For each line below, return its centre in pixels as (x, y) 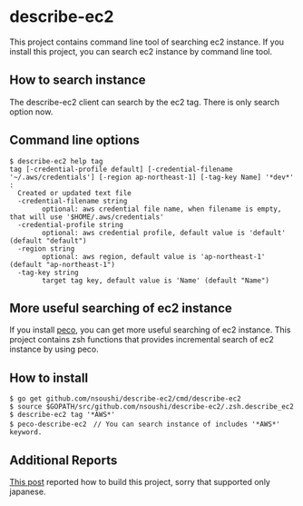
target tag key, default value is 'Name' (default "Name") (156, 280)
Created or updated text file (74, 193)
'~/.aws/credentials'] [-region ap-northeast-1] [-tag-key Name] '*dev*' (152, 177)
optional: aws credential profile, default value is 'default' (164, 233)
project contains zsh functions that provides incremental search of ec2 (142, 340)
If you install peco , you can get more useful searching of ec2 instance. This (150, 330)
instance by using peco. (54, 349)
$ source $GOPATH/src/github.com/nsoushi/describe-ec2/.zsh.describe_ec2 (152, 407)
